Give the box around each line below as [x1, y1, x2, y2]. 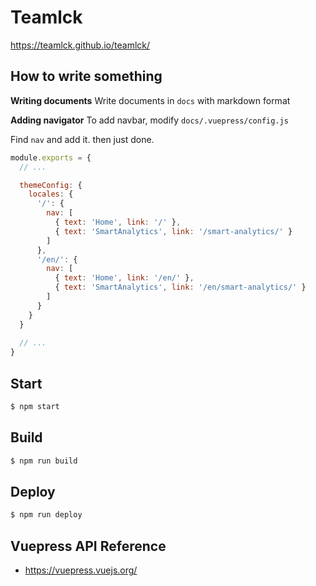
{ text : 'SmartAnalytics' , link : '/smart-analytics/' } [54, 226, 293, 236]
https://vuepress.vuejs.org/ [24, 564, 138, 576]
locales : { [28, 189, 74, 200]
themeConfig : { [19, 180, 83, 190]
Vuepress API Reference [10, 537, 167, 555]
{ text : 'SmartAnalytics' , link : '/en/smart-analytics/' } [54, 282, 307, 293]
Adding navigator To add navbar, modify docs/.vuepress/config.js [10, 114, 289, 126]
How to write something [10, 68, 163, 85]
